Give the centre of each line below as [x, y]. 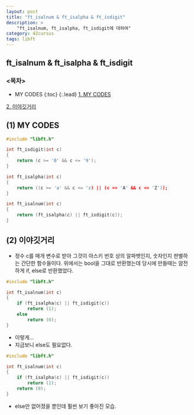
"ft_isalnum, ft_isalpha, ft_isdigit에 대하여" [74, 28]
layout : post [22, 12]
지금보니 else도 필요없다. [43, 345]
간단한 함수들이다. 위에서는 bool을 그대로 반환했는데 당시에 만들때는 [99, 263]
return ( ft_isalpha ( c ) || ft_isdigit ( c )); [70, 215]
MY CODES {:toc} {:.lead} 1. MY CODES [63, 94]
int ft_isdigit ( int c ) [34, 150]
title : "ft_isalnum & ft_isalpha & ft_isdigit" [66, 17]
